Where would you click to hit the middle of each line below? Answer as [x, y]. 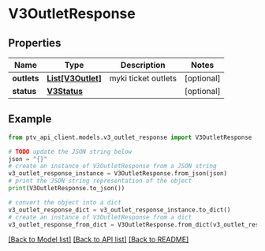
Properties [35, 43]
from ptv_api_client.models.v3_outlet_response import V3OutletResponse [130, 137]
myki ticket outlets [143, 78]
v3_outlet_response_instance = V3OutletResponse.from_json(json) [118, 174]
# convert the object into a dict [65, 202]
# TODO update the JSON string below [70, 152]
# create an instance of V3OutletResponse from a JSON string [112, 167]
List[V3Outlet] [75, 78]
